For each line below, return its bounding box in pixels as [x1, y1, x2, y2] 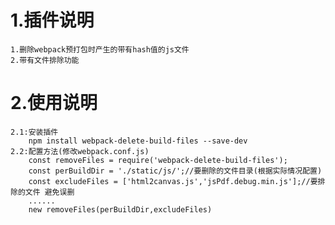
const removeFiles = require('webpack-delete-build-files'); [28, 155, 288, 165]
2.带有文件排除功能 [10, 55, 80, 65]
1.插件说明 [10, 9, 95, 32]
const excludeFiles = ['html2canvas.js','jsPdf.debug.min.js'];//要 [28, 176, 318, 186]
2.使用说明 [10, 92, 98, 115]
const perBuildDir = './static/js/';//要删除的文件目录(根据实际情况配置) [28, 166, 323, 176]
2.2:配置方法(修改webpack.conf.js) [10, 146, 150, 156]
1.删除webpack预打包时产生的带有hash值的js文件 [10, 44, 190, 55]
